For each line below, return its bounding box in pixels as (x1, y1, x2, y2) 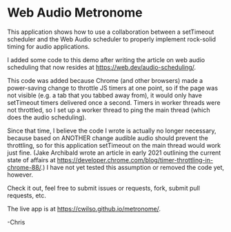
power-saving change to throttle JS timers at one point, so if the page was (7, 84, 219, 92)
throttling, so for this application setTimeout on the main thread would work (7, 141, 221, 149)
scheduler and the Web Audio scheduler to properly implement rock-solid (7, 35, 216, 43)
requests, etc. (7, 191, 47, 200)
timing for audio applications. (7, 42, 90, 50)
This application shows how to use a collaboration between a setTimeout (7, 28, 214, 36)
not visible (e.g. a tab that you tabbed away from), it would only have (7, 91, 202, 99)
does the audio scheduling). (7, 113, 87, 122)
